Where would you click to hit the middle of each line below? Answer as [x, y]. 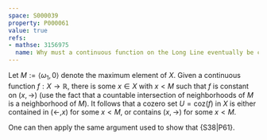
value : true [28, 30]
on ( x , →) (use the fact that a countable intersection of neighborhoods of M [131, 95]
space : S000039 [33, 16]
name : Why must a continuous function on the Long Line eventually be [135, 52]
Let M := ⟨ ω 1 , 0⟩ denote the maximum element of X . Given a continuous [124, 76]
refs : [17, 38]
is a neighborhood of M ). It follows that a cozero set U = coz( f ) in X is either [132, 103]
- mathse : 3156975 [39, 45]
